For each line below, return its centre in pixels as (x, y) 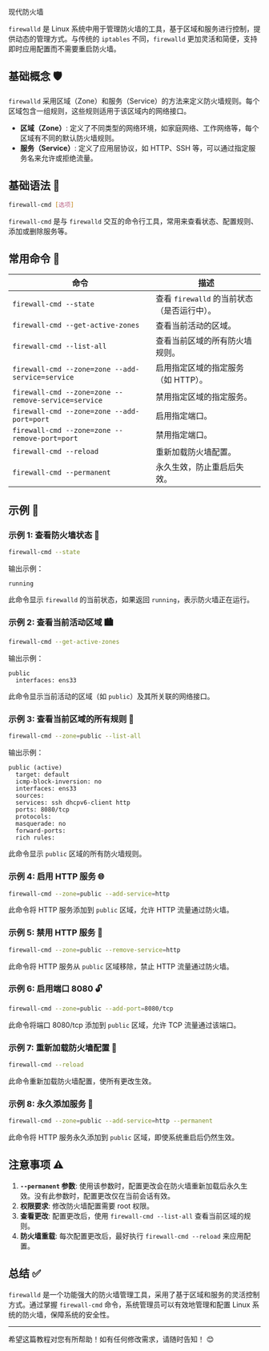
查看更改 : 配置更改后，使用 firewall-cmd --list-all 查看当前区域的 (132, 1215)
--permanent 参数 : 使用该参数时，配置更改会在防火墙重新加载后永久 (130, 1186)
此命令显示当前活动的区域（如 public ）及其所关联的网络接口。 (111, 697)
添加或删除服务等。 (40, 231)
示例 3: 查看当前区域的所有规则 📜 (71, 718)
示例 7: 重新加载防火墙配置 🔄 (63, 1047)
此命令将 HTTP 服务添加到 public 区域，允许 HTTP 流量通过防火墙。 (121, 910)
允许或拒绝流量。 (69, 158)
